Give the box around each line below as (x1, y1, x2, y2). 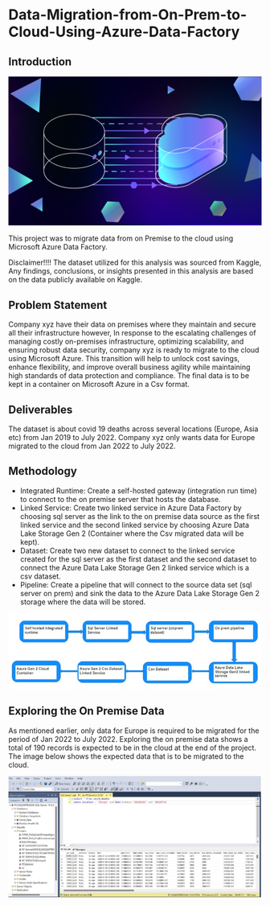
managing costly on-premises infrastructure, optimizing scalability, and (8, 336, 244, 347)
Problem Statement (8, 298, 108, 311)
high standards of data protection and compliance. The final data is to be (8, 371, 250, 381)
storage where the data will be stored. (19, 597, 146, 607)
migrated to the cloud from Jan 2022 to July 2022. (8, 441, 176, 451)
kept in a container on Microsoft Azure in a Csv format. (8, 380, 190, 389)
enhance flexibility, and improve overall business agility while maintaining (8, 362, 251, 372)
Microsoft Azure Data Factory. (8, 242, 108, 252)
